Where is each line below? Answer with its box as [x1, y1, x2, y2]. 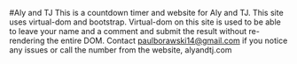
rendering [9, 35, 45, 46]
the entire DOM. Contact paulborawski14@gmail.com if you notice [46, 35, 288, 46]
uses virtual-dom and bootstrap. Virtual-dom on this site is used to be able [9, 17, 281, 27]
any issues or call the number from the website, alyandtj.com [9, 45, 232, 55]
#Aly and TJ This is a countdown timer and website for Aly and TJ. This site [9, 8, 284, 18]
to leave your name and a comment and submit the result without [9, 26, 247, 36]
